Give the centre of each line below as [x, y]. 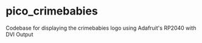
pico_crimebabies [52, 11]
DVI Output [19, 34]
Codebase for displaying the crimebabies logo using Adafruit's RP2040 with [101, 28]
